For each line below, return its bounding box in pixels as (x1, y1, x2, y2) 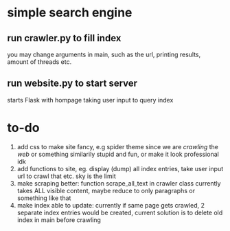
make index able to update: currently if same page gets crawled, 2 (16, 201, 205, 209)
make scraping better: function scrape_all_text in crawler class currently (16, 179, 221, 187)
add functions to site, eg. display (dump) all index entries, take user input (16, 164, 224, 173)
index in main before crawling (16, 215, 102, 224)
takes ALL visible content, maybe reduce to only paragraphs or (16, 186, 196, 195)
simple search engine (7, 5, 133, 21)
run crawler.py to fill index (7, 32, 122, 44)
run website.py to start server (7, 78, 138, 89)
